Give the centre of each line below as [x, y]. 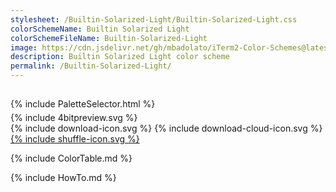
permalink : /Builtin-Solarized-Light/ [91, 66]
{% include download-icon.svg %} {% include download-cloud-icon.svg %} [166, 128]
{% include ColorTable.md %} [71, 158]
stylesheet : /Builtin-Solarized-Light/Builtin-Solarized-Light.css [154, 19]
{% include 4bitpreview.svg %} [74, 118]
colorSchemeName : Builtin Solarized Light [100, 29]
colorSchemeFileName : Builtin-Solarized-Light [109, 38]
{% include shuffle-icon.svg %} [75, 139]
